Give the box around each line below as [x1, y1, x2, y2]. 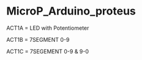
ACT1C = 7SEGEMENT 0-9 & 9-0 [6, 47, 89, 55]
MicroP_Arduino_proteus [6, 4, 136, 18]
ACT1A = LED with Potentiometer [6, 24, 89, 32]
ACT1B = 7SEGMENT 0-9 [6, 36, 70, 43]
